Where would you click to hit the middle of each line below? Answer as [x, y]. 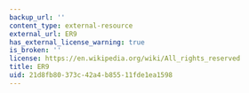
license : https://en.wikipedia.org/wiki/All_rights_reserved [125, 58]
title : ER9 [29, 67]
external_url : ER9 [43, 34]
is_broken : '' [36, 50]
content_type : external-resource [71, 26]
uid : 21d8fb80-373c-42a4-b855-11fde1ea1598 [91, 75]
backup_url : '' [37, 17]
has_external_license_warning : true [77, 42]
